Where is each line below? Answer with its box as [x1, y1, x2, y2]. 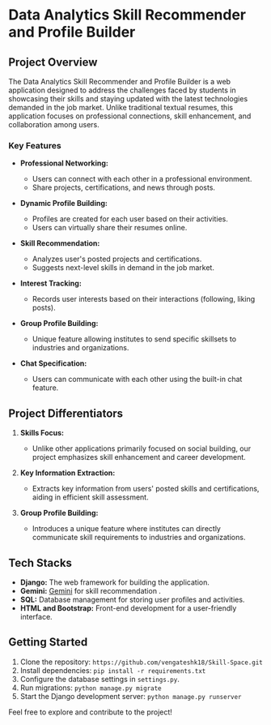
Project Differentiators [8, 406, 124, 420]
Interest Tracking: [19, 278, 83, 289]
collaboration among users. [8, 120, 100, 129]
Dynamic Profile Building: [19, 199, 108, 208]
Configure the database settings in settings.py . [19, 674, 180, 684]
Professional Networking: [19, 158, 109, 168]
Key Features [8, 139, 62, 151]
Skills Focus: [19, 428, 65, 438]
